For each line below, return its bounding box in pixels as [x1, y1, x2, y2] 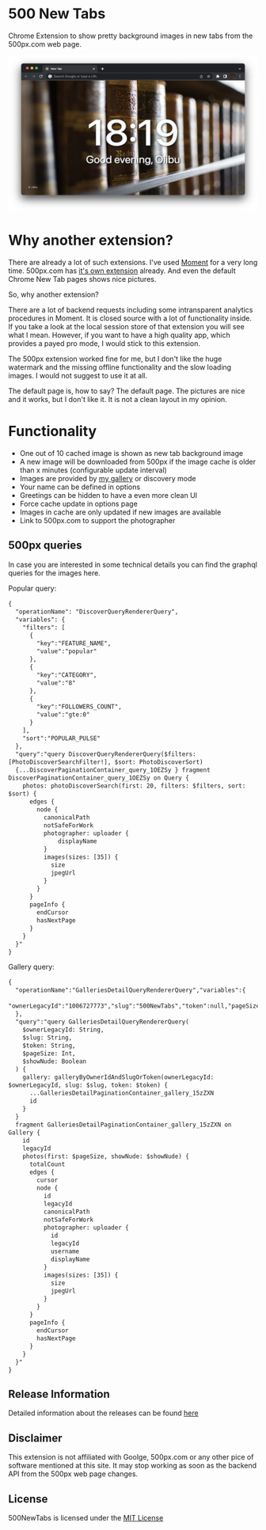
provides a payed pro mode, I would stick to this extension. [8, 338, 200, 348]
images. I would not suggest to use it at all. [8, 370, 148, 380]
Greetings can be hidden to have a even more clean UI [19, 490, 198, 499]
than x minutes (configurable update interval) [19, 465, 168, 475]
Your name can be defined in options [19, 482, 141, 492]
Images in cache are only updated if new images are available [19, 507, 222, 517]
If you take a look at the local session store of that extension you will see [8, 321, 245, 331]
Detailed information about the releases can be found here [8, 1408, 199, 1418]
